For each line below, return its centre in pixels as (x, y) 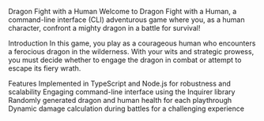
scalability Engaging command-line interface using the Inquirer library (122, 92)
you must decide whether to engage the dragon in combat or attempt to (125, 60)
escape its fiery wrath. (45, 68)
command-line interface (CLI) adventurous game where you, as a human (126, 20)
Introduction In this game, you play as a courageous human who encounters (132, 43)
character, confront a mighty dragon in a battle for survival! (104, 28)
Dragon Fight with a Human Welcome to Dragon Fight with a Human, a (123, 11)
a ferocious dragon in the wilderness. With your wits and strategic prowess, (131, 51)
